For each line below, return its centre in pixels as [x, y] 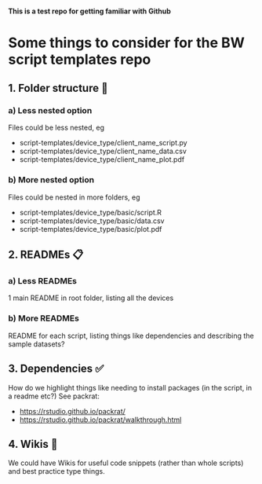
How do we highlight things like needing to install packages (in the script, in [130, 387]
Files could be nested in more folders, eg [74, 197]
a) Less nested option [50, 111]
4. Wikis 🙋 [33, 444]
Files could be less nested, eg [56, 128]
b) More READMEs [44, 318]
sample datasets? [36, 344]
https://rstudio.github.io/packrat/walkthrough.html [100, 420]
